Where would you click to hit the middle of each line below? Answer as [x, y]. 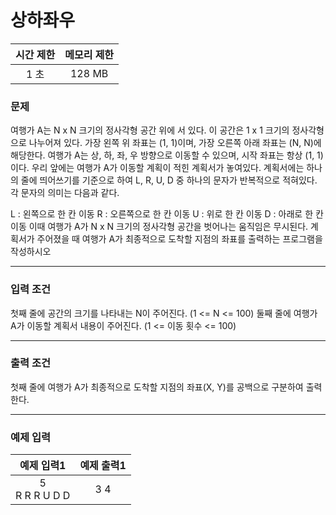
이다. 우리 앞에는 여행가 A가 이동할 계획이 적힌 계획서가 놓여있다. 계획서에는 [157, 168]
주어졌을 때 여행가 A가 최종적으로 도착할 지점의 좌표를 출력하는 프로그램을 [179, 239]
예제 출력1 [103, 466]
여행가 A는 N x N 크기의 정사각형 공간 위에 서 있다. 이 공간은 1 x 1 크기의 [150, 130]
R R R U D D [43, 496]
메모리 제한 [89, 54]
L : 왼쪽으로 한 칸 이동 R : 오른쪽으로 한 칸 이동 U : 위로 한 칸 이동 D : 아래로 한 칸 [167, 214]
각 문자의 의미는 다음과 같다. [65, 193]
